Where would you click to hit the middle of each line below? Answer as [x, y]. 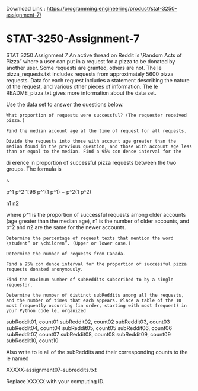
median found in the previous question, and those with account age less [99, 146]
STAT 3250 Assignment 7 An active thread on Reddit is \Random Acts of [94, 55]
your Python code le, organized [46, 310]
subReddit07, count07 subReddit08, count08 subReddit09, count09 [88, 334]
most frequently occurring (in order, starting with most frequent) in [96, 305]
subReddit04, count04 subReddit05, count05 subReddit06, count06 [89, 328]
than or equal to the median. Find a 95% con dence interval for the [94, 151]
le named [17, 358]
